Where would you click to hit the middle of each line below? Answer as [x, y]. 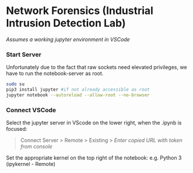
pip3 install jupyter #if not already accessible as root [78, 90]
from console [36, 147]
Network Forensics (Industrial [80, 11]
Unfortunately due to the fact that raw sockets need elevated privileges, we [97, 67]
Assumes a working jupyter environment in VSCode [68, 39]
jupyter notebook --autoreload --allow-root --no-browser [78, 95]
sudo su [15, 84]
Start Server [24, 54]
